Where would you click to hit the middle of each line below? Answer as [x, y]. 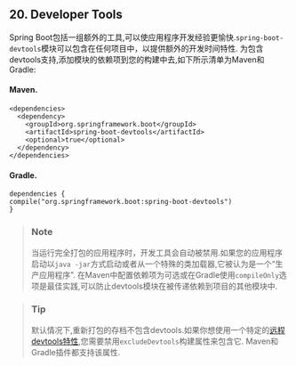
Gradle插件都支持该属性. [76, 352]
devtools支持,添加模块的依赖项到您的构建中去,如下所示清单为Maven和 [137, 59]
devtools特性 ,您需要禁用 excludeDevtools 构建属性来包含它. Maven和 [155, 341]
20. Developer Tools [66, 15]
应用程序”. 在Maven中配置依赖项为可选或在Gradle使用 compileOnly [159, 274]
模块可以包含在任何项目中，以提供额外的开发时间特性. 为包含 [152, 48]
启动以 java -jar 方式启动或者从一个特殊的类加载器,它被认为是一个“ [153, 264]
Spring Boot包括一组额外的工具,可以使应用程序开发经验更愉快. [123, 37]
